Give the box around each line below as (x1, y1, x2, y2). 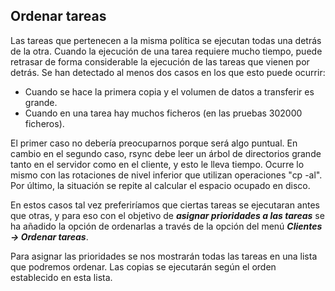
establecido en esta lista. (10, 271, 113, 283)
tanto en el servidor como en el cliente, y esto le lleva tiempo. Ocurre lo (10, 158, 305, 170)
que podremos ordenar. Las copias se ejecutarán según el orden (10, 260, 277, 273)
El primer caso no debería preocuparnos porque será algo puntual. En (10, 137, 298, 149)
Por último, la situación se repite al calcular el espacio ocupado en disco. (10, 179, 311, 191)
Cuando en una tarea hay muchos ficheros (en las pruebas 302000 (24, 107, 303, 119)
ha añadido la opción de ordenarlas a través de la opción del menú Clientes (10, 220, 323, 232)
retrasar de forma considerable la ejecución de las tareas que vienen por (10, 55, 310, 68)
